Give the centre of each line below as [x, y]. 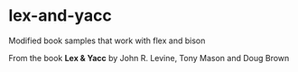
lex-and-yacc [60, 16]
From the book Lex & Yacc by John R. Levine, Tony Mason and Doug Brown [149, 58]
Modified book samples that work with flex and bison [107, 40]
